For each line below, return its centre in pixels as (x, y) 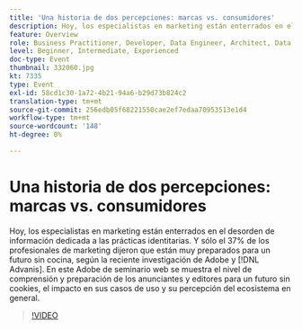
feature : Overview (44, 34)
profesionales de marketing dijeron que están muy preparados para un (140, 250)
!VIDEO (44, 315)
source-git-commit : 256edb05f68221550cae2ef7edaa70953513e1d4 (128, 110)
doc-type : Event (40, 59)
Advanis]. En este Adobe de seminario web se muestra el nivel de (131, 269)
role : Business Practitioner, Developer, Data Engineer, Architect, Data (151, 43)
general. (25, 298)
